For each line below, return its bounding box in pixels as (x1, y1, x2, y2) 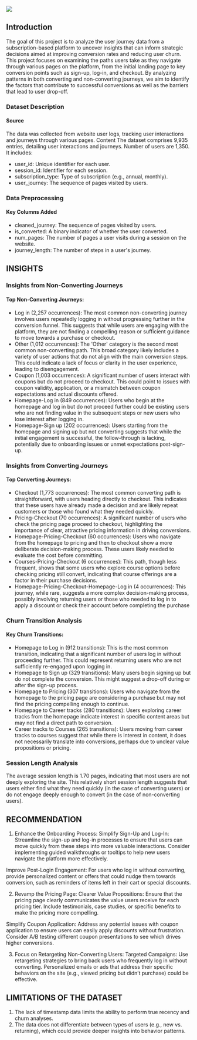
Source (6, 117, 25, 124)
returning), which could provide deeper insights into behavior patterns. (14, 1027, 186, 1034)
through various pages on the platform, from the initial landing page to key (6, 62, 186, 70)
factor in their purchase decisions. (14, 577, 98, 584)
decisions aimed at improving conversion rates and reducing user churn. (6, 50, 182, 57)
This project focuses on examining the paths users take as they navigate (6, 57, 181, 64)
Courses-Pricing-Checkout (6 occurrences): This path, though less (14, 558, 177, 565)
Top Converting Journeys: (6, 476, 72, 483)
